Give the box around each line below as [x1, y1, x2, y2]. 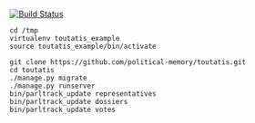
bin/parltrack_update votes [9, 105, 117, 114]
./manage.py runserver [9, 81, 96, 90]
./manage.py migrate [9, 73, 88, 82]
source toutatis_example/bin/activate [9, 42, 157, 51]
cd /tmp [9, 26, 39, 35]
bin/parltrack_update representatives [9, 90, 157, 99]
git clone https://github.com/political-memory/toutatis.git [9, 58, 247, 67]
